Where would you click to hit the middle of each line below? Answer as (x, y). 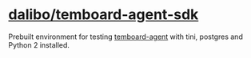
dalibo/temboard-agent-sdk (104, 15)
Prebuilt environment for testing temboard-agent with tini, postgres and (126, 37)
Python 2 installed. (39, 44)
